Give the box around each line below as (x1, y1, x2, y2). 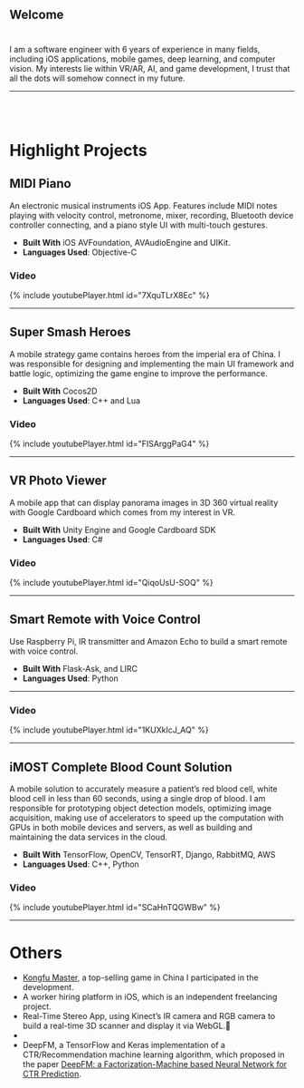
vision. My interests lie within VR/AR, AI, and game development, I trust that (9, 63, 290, 73)
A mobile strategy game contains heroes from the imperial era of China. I (9, 348, 280, 359)
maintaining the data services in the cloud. (9, 831, 167, 842)
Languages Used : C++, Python (22, 859, 140, 869)
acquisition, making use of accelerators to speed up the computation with (9, 812, 284, 823)
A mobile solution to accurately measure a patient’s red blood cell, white (9, 783, 278, 794)
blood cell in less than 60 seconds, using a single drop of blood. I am (9, 793, 266, 804)
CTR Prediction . (22, 1069, 81, 1080)
